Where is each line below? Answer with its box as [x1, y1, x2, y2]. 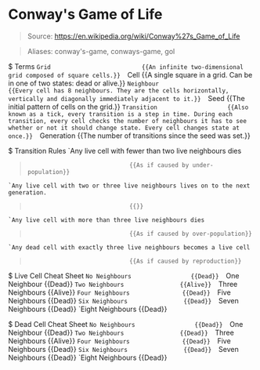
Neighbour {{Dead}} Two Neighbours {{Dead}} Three [8, 328, 235, 337]
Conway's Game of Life [8, 5, 163, 24]
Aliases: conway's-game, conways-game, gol [27, 46, 175, 56]
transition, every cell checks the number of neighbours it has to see [8, 117, 247, 125]
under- [192, 161, 214, 169]
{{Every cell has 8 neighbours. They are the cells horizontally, [8, 86, 229, 95]
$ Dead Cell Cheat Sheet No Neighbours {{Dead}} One [8, 319, 244, 328]
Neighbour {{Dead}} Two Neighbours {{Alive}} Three [8, 279, 238, 288]
